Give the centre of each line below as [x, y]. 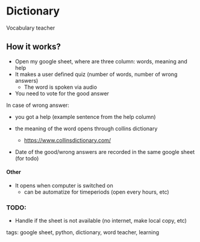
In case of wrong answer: [38, 105]
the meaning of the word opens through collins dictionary [86, 129]
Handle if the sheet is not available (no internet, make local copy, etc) [101, 221]
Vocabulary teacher [31, 28]
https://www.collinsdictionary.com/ [67, 140]
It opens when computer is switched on [64, 185]
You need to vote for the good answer [62, 93]
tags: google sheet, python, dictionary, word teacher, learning [83, 232]
